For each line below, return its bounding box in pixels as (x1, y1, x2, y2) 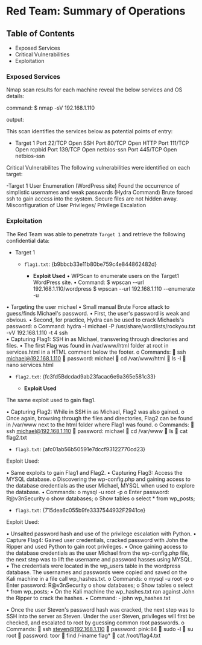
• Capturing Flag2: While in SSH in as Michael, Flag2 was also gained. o (6, 408, 185, 415)
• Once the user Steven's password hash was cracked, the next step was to (6, 606, 195, 613)
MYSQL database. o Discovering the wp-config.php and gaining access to (6, 475, 191, 483)
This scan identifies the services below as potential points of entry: (6, 128, 173, 135)
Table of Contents (6, 28, 75, 39)
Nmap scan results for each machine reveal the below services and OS (6, 86, 183, 93)
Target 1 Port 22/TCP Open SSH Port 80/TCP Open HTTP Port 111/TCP (14, 139, 189, 147)
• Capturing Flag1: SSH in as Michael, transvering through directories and (6, 335, 189, 343)
